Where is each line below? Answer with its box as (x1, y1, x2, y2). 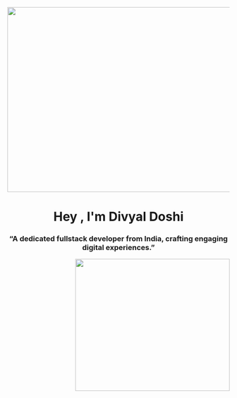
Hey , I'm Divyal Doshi (53, 209, 184, 225)
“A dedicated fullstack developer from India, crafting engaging (9, 234, 228, 244)
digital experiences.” (82, 243, 155, 253)
